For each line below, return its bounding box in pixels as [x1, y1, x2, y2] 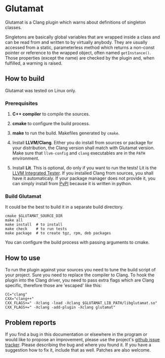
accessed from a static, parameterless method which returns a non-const [5, 44, 155, 50]
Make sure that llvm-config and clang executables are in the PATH [12, 150, 145, 156]
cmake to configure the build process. [12, 121, 90, 127]
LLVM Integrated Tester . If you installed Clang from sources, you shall [12, 170, 154, 176]
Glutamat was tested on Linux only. [5, 87, 76, 94]
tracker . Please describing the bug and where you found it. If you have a [5, 342, 152, 348]
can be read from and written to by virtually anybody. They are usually [5, 39, 148, 45]
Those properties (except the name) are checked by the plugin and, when [5, 55, 155, 61]
